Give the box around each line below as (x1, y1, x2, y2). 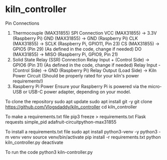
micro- (147, 83, 162, 89)
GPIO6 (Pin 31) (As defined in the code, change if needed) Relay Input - (12, 62, 161, 68)
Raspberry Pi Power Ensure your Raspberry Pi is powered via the (12, 83, 147, 89)
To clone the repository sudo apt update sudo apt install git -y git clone (5, 98, 152, 104)
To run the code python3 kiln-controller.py (5, 149, 93, 155)
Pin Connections (5, 20, 39, 26)
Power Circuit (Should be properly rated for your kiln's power (12, 72, 139, 78)
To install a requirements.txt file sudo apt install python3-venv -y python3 (5, 128, 157, 134)
